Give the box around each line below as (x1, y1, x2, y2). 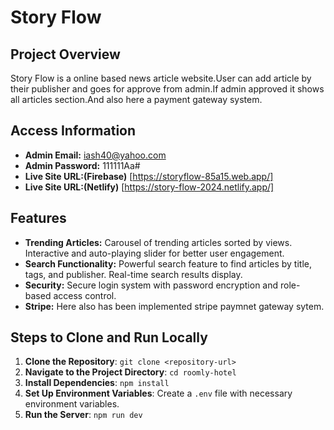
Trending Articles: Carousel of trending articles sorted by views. (24, 236, 293, 248)
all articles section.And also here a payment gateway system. (10, 94, 263, 105)
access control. (53, 289, 117, 301)
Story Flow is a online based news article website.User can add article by (10, 72, 312, 84)
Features (10, 210, 67, 227)
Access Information (10, 122, 137, 140)
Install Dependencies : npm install (24, 377, 170, 389)
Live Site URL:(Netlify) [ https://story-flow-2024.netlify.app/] (24, 181, 275, 193)
